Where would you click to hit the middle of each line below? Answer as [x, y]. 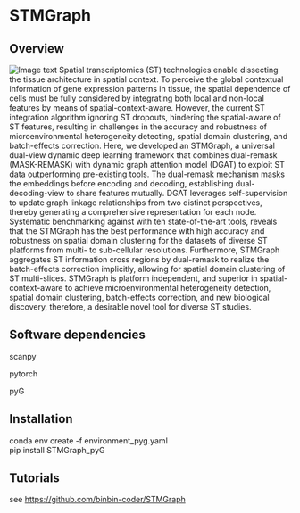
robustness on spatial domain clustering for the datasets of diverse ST [138, 240]
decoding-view [37, 193]
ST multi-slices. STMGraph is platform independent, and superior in [133, 278]
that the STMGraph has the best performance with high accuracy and [137, 231]
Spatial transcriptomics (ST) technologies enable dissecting [169, 70]
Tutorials [34, 478]
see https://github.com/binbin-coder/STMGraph [97, 500]
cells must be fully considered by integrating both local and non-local [137, 98]
